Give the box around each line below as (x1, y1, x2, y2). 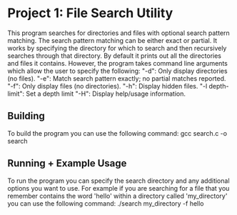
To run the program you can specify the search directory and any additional (7, 176, 230, 185)
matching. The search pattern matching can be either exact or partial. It (7, 36, 218, 44)
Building (7, 110, 45, 122)
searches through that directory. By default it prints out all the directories (7, 51, 221, 60)
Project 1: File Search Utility (7, 5, 173, 21)
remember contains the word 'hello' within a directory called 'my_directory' (7, 191, 228, 200)
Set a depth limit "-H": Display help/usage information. (26, 89, 186, 98)
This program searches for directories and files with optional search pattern (7, 29, 230, 37)
